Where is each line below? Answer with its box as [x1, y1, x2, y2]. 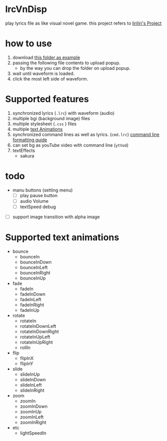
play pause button [20, 192, 58, 198]
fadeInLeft [20, 296, 42, 302]
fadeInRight [20, 302, 44, 308]
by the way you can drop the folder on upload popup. [20, 65, 131, 71]
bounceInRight [20, 270, 51, 276]
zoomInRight [20, 419, 47, 425]
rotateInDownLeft [20, 323, 56, 329]
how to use [5, 38, 52, 49]
